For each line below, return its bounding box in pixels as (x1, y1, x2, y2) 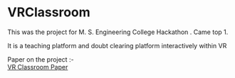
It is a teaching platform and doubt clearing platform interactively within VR (7, 41, 227, 50)
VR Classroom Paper (7, 62, 68, 71)
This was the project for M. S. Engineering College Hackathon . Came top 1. (7, 28, 229, 36)
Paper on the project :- (7, 55, 74, 64)
